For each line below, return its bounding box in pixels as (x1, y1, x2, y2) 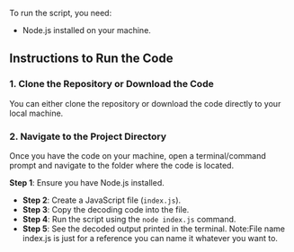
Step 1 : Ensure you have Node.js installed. (9, 177, 165, 187)
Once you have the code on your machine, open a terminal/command (9, 150, 267, 161)
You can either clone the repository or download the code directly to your (9, 98, 281, 109)
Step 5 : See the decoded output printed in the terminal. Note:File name (22, 223, 286, 234)
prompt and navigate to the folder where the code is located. (9, 160, 235, 170)
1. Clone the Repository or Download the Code (9, 78, 214, 91)
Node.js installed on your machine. (22, 25, 151, 35)
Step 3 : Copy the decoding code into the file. (22, 204, 190, 214)
